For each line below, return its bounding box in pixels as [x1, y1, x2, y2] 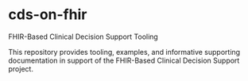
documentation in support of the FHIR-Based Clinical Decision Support [8, 56, 240, 65]
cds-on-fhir [8, 6, 87, 24]
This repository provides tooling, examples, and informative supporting [8, 47, 241, 56]
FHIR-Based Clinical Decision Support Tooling [8, 32, 159, 41]
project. [8, 64, 34, 73]
